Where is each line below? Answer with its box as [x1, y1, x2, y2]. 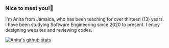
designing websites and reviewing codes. [5, 27, 93, 33]
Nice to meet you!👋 [5, 5, 54, 12]
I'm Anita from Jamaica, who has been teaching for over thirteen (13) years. [5, 16, 164, 22]
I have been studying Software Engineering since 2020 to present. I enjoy [5, 21, 160, 28]
